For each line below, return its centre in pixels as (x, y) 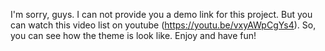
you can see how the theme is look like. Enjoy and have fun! (133, 35)
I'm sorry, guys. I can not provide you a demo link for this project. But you (161, 14)
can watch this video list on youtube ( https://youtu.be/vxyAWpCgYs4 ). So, (163, 25)
